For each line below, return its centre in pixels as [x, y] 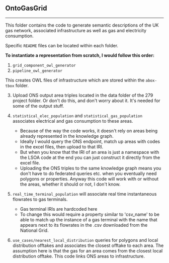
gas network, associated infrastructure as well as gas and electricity [76, 30]
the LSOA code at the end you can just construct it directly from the [90, 157]
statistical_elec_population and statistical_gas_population [77, 116]
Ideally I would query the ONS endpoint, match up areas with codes [90, 141]
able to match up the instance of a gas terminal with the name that [89, 220]
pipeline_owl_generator [37, 71]
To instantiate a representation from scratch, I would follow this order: [80, 55]
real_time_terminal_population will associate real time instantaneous [84, 194]
